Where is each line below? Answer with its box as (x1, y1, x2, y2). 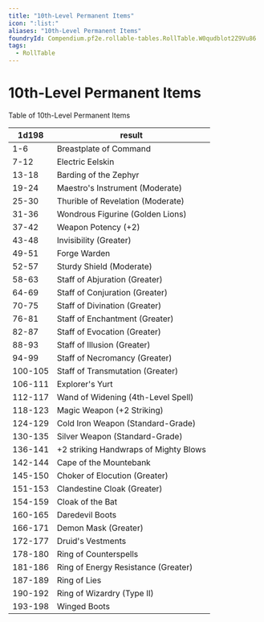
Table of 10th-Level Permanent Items (8, 110, 131, 120)
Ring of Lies (56, 575, 102, 586)
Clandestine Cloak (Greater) (56, 483, 163, 494)
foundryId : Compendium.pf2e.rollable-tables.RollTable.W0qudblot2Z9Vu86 (8, 34, 257, 43)
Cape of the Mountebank (56, 456, 151, 468)
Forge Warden (56, 247, 111, 258)
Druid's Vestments (56, 535, 127, 546)
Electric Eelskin (56, 156, 115, 167)
